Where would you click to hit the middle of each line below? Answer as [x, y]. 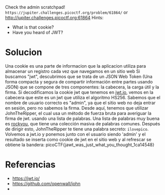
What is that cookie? [33, 27]
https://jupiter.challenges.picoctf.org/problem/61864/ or [67, 12]
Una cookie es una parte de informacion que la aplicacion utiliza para [76, 66]
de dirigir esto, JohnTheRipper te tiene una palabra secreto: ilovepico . [77, 129]
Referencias [30, 165]
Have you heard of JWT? [38, 32]
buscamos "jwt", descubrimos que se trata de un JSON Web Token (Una [79, 77]
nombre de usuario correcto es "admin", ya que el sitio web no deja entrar [80, 103]
